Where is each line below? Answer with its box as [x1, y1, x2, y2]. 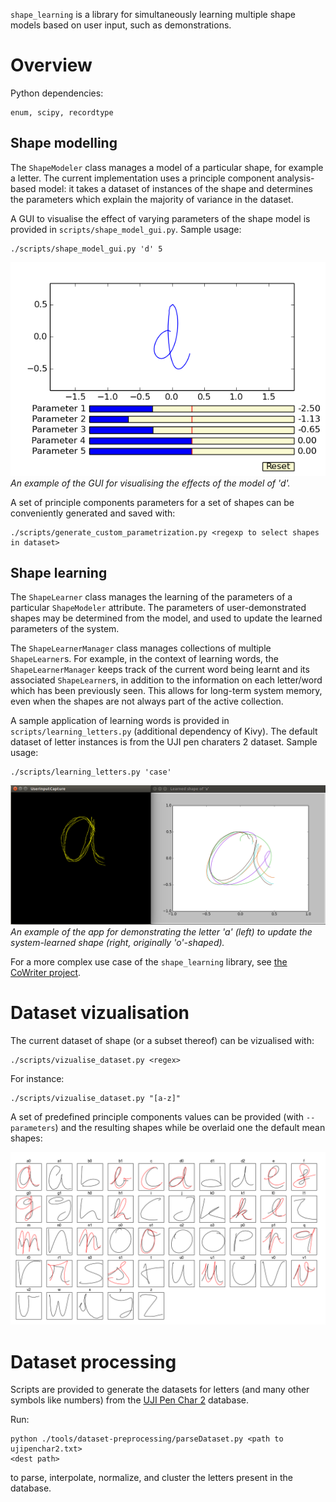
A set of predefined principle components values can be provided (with [10, 1110, 305, 1123]
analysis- [276, 172, 315, 184]
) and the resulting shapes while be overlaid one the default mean [54, 1121, 326, 1133]
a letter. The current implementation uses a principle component [10, 172, 275, 184]
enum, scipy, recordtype [10, 107, 114, 118]
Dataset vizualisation [10, 1002, 190, 1024]
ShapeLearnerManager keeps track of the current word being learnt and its [10, 664, 310, 676]
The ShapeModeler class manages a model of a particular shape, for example [10, 161, 324, 173]
